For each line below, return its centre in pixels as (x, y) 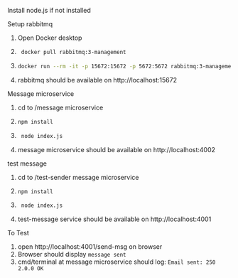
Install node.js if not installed (49, 10)
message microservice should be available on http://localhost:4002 (116, 149)
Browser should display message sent (72, 255)
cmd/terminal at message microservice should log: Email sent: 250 (117, 262)
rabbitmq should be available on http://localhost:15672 (97, 80)
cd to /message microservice (60, 107)
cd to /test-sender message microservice (78, 177)
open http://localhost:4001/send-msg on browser (90, 247)
